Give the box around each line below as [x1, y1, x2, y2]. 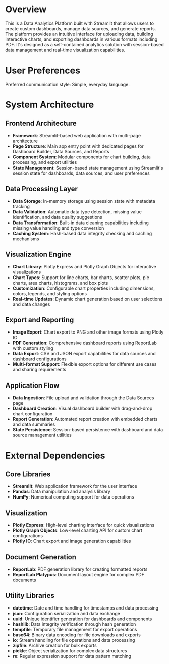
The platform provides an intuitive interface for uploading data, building [5, 31, 153, 37]
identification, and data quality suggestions [12, 214, 102, 220]
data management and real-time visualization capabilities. [5, 47, 125, 53]
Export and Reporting [5, 315, 74, 324]
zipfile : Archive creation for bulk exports [12, 642, 97, 648]
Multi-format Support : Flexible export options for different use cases [12, 361, 157, 367]
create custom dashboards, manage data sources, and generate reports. [5, 25, 156, 31]
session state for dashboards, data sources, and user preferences [12, 170, 150, 176]
